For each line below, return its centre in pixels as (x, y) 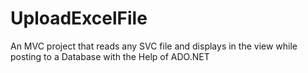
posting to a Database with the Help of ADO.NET (110, 56)
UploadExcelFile (79, 18)
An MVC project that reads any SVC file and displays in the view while (154, 46)
